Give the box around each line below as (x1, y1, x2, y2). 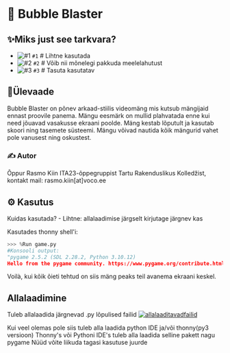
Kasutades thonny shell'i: (7, 228, 79, 236)
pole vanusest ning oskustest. (7, 133, 92, 141)
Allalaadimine (7, 292, 67, 304)
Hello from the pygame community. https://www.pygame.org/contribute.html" (7, 260, 228, 267)
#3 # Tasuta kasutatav (33, 66, 95, 74)
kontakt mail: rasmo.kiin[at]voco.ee (7, 176, 106, 184)
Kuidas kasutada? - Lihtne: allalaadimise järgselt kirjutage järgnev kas (7, 214, 203, 222)
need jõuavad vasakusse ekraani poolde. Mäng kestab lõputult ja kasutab (7, 119, 214, 127)
